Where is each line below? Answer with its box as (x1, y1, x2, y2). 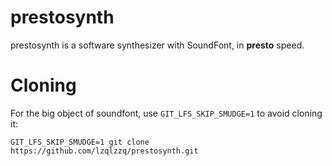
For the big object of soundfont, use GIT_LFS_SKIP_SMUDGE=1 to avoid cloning (10, 107, 323, 119)
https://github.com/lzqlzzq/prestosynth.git (10, 146, 199, 156)
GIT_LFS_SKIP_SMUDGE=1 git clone (10, 137, 150, 147)
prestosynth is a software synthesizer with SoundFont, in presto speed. (10, 39, 305, 51)
